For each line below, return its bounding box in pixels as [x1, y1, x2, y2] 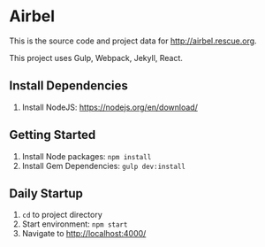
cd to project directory [21, 210, 103, 220]
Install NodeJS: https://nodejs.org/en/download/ [21, 102, 199, 112]
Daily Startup [9, 186, 84, 201]
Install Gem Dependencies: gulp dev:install [21, 160, 185, 171]
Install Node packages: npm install [21, 151, 152, 161]
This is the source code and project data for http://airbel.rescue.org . [9, 35, 258, 46]
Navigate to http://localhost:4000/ [21, 228, 147, 239]
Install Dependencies [9, 78, 128, 94]
